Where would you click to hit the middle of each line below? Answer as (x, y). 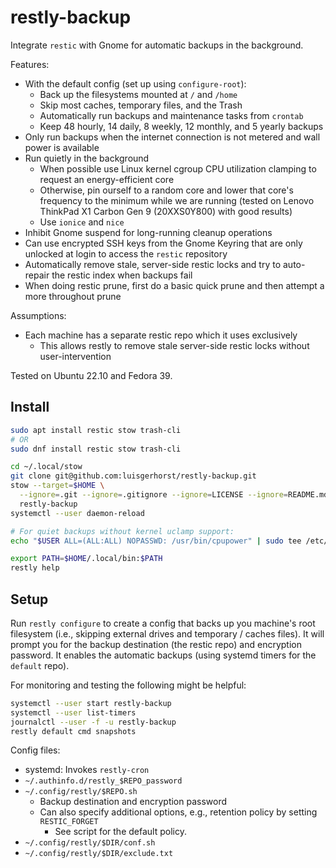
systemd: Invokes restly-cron (87, 770)
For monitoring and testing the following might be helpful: (128, 685)
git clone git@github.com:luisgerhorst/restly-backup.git (133, 476)
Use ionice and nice (82, 222)
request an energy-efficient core (107, 179)
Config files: (35, 750)
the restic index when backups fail (122, 275)
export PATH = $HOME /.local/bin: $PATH (86, 559)
